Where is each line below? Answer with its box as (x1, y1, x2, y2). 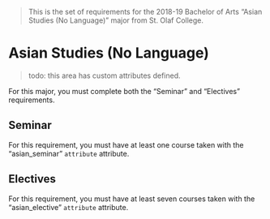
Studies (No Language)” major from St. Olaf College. (28, 15, 204, 25)
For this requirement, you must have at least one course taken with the (8, 140, 245, 149)
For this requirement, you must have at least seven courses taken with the (8, 194, 255, 204)
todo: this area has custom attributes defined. (28, 71, 181, 80)
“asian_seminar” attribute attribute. (8, 148, 130, 158)
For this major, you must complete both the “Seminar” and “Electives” (8, 86, 241, 96)
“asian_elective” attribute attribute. (8, 202, 129, 212)
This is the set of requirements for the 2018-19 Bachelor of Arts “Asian (28, 7, 263, 16)
